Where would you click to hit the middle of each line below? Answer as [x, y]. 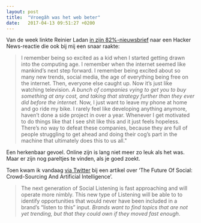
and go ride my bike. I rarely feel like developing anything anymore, [104, 109]
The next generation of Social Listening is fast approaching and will [104, 188]
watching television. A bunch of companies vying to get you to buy [103, 90]
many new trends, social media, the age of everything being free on [105, 77]
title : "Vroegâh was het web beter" [53, 17]
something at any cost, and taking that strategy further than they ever [108, 96]
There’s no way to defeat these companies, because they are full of [104, 128]
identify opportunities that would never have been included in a [99, 201]
